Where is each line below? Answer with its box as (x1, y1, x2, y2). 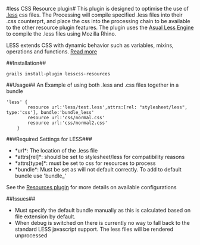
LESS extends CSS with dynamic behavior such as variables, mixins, (6, 42, 174, 49)
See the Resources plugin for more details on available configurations (6, 184, 177, 190)
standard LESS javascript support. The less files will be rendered (14, 225, 174, 233)
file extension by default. (14, 213, 76, 220)
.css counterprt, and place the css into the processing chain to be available (6, 18, 190, 24)
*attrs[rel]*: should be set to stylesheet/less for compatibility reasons (14, 154, 185, 160)
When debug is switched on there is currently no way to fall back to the (14, 219, 190, 226)
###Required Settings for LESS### (6, 136, 92, 142)
